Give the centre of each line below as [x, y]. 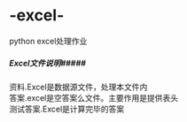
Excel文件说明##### [48, 63]
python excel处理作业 [48, 41]
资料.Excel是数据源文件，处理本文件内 [78, 87]
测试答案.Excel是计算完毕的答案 [67, 109]
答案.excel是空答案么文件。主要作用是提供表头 [94, 97]
